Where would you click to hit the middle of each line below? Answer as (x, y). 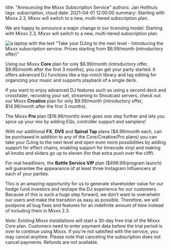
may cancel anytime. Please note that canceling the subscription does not (83, 237)
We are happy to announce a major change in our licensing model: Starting (84, 28)
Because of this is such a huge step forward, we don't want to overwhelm (83, 195)
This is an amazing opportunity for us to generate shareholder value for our (84, 184)
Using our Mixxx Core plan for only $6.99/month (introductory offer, (77, 64)
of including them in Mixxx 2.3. (38, 211)
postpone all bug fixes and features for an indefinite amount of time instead (84, 205)
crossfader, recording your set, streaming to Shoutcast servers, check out (83, 95)
